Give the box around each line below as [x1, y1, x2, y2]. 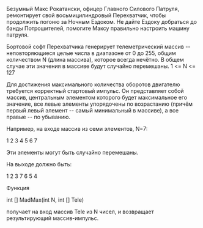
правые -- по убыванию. [6, 113, 71, 120]
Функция [6, 185, 29, 191]
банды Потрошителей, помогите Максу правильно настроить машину [6, 24, 190, 32]
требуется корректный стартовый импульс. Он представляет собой [6, 87, 185, 94]
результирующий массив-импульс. [6, 215, 99, 222]
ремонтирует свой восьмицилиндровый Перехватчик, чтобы [6, 12, 166, 19]
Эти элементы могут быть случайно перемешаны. [6, 149, 139, 156]
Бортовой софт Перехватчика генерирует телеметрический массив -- [6, 43, 191, 50]
